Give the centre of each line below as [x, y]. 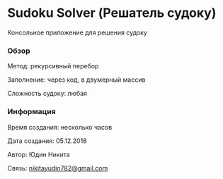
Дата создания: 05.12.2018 [47, 141]
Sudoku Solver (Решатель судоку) [112, 13]
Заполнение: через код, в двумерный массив [76, 80]
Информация [32, 112]
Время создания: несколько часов [60, 127]
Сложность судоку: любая [47, 94]
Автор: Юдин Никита [39, 154]
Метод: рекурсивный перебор [53, 66]
